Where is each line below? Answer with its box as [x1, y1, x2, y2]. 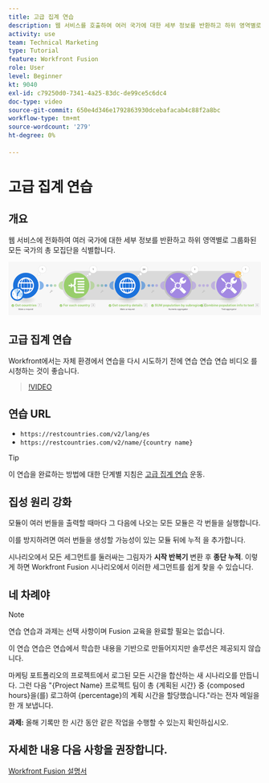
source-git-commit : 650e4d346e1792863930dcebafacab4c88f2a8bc [8, 106, 221, 114]
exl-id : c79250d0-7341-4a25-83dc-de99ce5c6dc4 [8, 89, 167, 97]
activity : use [8, 30, 56, 38]
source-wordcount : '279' [8, 123, 92, 132]
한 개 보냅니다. [8, 700, 54, 710]
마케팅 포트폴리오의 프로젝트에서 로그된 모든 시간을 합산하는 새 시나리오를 [8, 670, 238, 680]
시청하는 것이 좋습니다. [8, 366, 79, 375]
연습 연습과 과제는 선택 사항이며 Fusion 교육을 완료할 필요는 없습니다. [8, 626, 225, 635]
